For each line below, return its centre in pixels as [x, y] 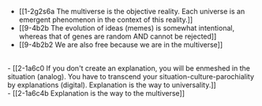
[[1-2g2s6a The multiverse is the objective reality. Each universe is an [132, 11]
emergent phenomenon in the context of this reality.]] [106, 20]
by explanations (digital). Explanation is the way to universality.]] [112, 85]
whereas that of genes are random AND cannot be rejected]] [118, 36]
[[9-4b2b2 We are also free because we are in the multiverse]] [121, 45]
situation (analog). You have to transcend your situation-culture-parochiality [131, 77]
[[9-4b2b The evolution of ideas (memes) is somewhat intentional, [126, 28]
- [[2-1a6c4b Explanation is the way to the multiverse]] [96, 93]
